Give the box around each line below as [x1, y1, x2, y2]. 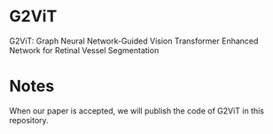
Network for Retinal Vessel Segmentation [9, 44, 160, 55]
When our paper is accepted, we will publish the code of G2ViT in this [9, 105, 264, 116]
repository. [9, 114, 49, 125]
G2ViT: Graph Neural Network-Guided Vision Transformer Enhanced [9, 35, 259, 46]
